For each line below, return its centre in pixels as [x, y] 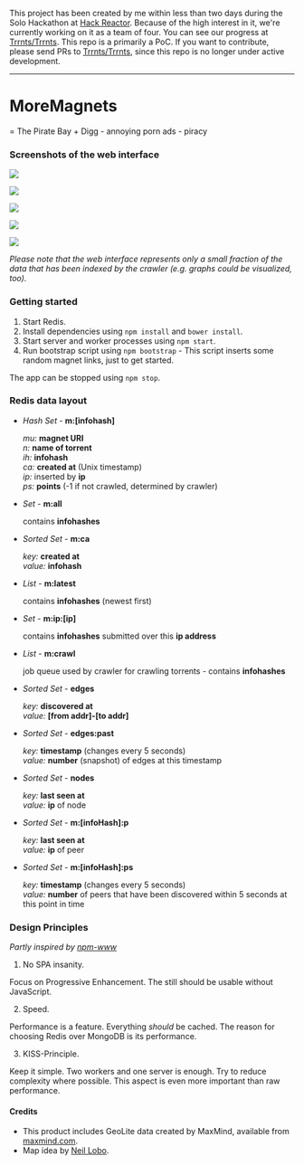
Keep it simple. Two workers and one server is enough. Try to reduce [138, 1072]
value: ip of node [54, 805]
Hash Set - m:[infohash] [69, 421]
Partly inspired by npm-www [63, 947]
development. [35, 61]
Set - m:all [42, 503]
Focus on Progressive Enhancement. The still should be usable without [141, 982]
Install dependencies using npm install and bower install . [133, 331]
